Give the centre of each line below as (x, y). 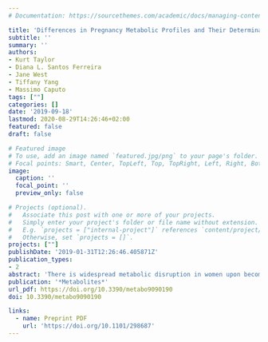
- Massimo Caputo (37, 89)
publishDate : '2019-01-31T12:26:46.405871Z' (83, 253)
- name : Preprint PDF (51, 319)
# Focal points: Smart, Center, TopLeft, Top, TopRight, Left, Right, (128, 163)
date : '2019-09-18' (41, 112)
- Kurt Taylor (32, 60)
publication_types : (41, 260)
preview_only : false (49, 193)
